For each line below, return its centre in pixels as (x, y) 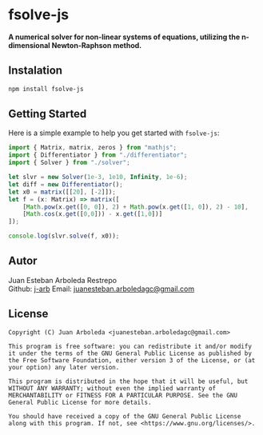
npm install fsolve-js (46, 89)
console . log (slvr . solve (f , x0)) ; (64, 236)
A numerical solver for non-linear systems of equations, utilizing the (124, 37)
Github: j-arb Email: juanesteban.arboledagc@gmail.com (101, 289)
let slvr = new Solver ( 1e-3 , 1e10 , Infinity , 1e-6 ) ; (98, 178)
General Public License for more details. (80, 402)
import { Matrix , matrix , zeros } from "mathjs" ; (93, 148)
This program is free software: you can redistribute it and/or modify (130, 346)
